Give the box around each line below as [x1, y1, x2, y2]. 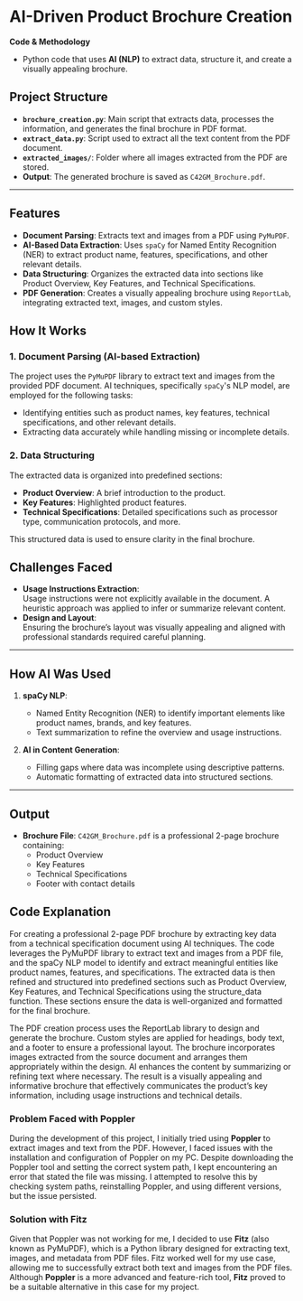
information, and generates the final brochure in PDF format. [22, 123, 247, 134]
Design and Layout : [22, 613, 97, 623]
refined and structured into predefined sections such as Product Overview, [9, 976, 287, 987]
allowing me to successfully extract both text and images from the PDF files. [9, 1262, 293, 1273]
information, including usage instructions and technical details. [9, 1090, 243, 1100]
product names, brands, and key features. [35, 717, 192, 728]
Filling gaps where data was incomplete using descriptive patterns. [35, 762, 286, 773]
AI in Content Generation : [22, 744, 120, 755]
